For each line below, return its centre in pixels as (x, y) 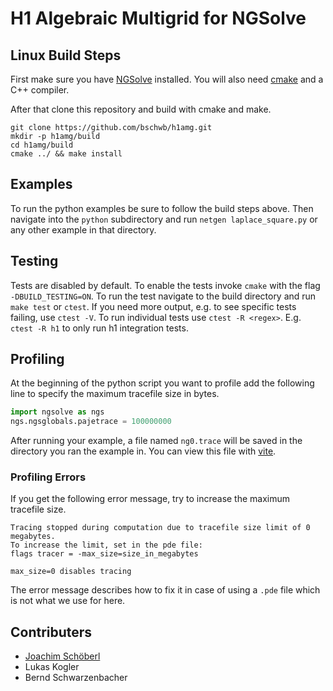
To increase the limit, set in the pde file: (106, 545)
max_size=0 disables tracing (71, 572)
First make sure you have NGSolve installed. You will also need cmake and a (167, 79)
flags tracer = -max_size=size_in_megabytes (104, 554)
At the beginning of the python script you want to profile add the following (162, 383)
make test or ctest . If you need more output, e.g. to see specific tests (153, 306)
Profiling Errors (48, 477)
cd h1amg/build (42, 145)
